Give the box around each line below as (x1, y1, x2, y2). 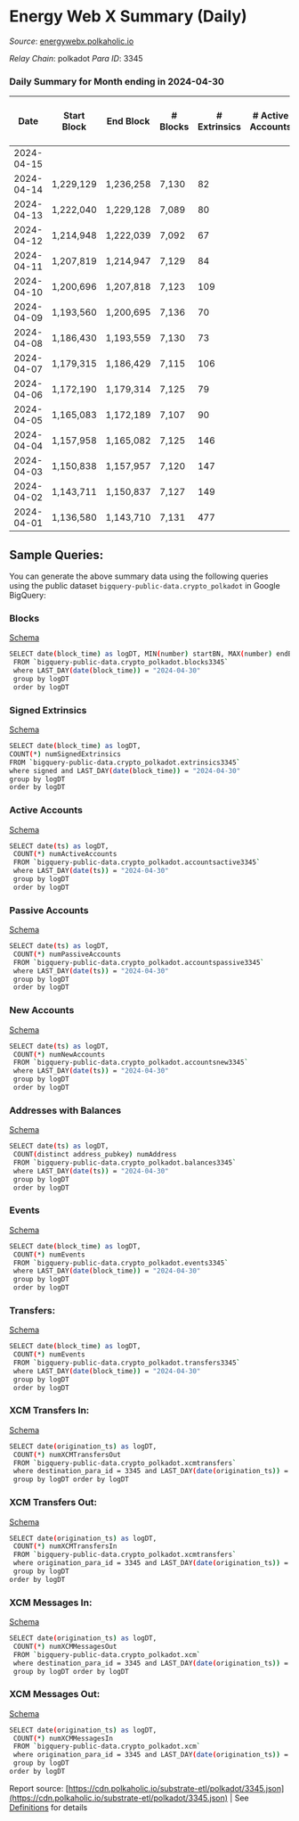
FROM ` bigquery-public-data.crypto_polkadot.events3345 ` (12, 1258, 229, 1267)
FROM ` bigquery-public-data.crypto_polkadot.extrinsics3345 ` (9, 758, 241, 767)
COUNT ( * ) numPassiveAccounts (12, 950, 122, 959)
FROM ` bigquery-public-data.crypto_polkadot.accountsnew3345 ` (12, 1059, 249, 1067)
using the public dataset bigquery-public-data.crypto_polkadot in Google (9, 581, 280, 591)
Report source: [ (9, 1783, 69, 1793)
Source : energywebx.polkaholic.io (9, 36, 134, 46)
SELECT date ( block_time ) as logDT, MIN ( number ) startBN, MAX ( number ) (9, 649, 273, 659)
